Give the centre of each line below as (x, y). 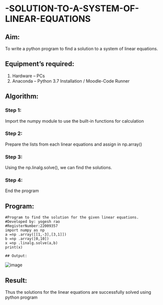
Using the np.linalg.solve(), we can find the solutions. (59, 168)
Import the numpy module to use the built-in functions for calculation (75, 121)
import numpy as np (25, 230)
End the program (22, 191)
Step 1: (13, 110)
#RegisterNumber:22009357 (31, 226)
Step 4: (14, 180)
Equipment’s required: (40, 64)
